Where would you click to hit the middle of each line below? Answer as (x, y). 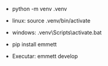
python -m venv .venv (39, 9)
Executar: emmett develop (45, 56)
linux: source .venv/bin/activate (51, 20)
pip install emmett (34, 44)
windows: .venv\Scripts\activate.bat (57, 32)
